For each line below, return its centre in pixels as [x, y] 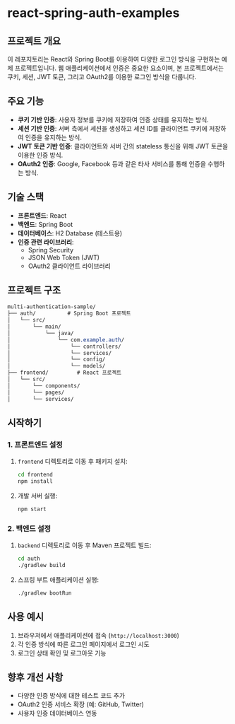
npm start [32, 509]
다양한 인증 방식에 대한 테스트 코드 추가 [71, 696]
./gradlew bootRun [44, 593]
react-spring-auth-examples [94, 13]
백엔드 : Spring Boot [45, 224]
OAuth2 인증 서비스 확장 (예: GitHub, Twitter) [81, 704]
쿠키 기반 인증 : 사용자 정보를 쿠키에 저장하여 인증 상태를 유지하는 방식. [113, 119]
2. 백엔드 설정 [29, 528]
